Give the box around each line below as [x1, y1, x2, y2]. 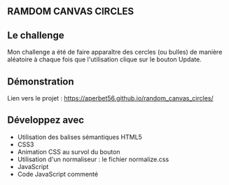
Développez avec [7, 114, 85, 126]
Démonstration [7, 75, 75, 87]
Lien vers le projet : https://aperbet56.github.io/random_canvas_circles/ [7, 94, 214, 103]
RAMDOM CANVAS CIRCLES [7, 6, 134, 17]
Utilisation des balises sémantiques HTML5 [17, 133, 142, 141]
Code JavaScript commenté [17, 170, 99, 178]
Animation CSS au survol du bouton [17, 147, 120, 156]
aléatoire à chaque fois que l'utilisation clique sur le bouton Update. [7, 55, 202, 64]
